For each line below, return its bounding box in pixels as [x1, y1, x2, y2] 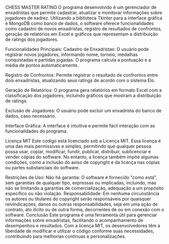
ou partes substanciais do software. [5, 165, 80, 170]
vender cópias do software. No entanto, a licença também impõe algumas [5, 154, 159, 160]
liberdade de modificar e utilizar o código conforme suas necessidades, [5, 228, 155, 234]
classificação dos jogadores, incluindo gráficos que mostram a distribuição [5, 93, 161, 98]
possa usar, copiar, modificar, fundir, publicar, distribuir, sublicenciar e [5, 149, 151, 154]
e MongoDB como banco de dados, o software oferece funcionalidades [5, 20, 154, 26]
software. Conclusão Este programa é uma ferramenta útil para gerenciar [5, 212, 157, 218]
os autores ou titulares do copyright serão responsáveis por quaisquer [5, 196, 151, 202]
